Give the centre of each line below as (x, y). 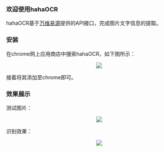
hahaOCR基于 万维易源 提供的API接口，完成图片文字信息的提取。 (84, 23)
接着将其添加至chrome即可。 (41, 77)
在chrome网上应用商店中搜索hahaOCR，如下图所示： (71, 53)
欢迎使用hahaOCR (32, 9)
